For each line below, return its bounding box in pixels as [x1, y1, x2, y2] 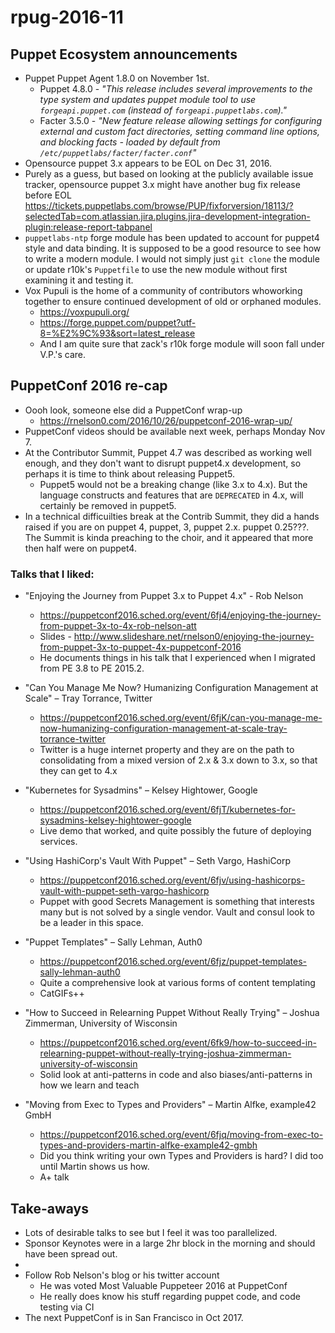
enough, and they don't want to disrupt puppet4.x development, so [24, 457, 302, 469]
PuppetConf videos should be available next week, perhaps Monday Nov [24, 425, 326, 437]
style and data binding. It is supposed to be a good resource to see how [24, 242, 322, 254]
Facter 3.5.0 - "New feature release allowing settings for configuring [39, 115, 322, 126]
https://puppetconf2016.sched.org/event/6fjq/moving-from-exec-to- [39, 1129, 324, 1141]
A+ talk [39, 1171, 70, 1183]
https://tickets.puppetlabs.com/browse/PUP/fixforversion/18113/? [24, 200, 294, 211]
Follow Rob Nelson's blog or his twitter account [24, 1269, 220, 1281]
